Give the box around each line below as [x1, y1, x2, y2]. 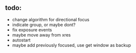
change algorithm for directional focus [12, 16, 90, 22]
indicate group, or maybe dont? [12, 22, 76, 27]
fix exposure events [12, 26, 52, 33]
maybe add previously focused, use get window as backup [12, 42, 131, 48]
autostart [12, 37, 31, 43]
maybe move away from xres [12, 32, 71, 38]
